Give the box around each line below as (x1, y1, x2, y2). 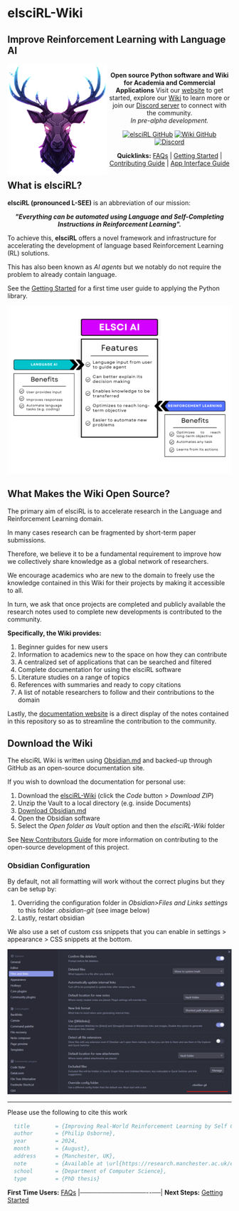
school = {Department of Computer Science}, (14, 1168, 167, 1175)
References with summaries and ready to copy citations (17, 680, 181, 688)
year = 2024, (14, 1138, 78, 1145)
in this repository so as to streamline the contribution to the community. (7, 717, 217, 725)
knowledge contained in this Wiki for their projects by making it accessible (7, 578, 225, 587)
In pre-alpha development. (130, 116, 209, 125)
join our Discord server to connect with (112, 101, 227, 110)
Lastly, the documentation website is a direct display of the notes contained (7, 709, 229, 718)
